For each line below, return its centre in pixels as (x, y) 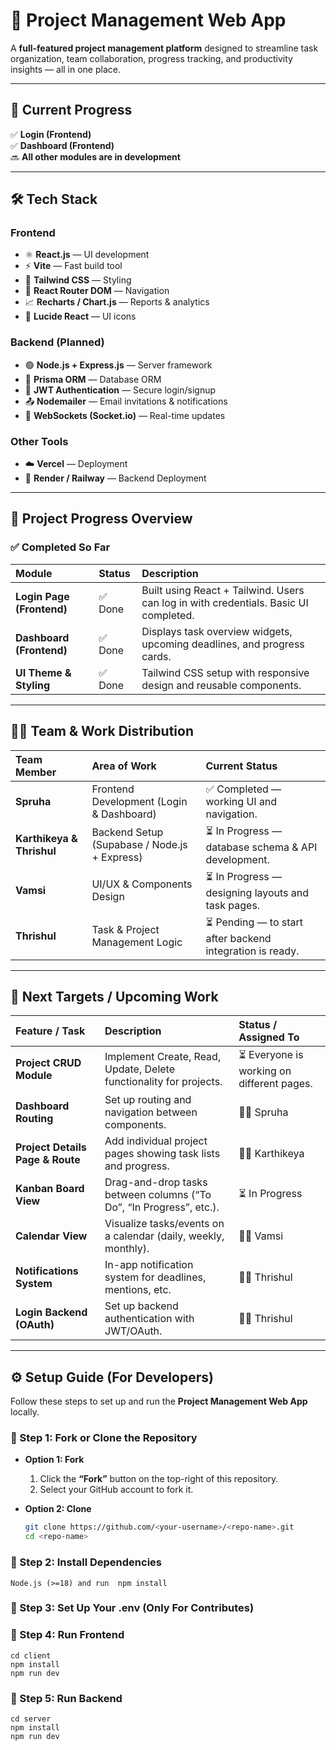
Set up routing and (148, 1100)
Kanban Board (50, 1189)
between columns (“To (158, 1195)
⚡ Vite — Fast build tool (73, 266)
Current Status (241, 766)
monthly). (127, 1249)
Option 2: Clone (58, 1509)
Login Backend (51, 1312)
